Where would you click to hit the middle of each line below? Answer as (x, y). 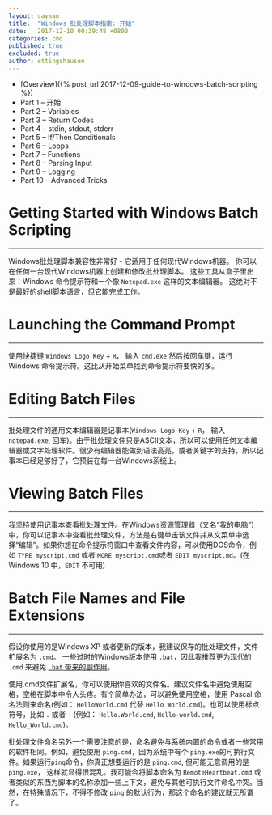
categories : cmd (36, 38)
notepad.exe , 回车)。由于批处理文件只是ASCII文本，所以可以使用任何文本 (130, 440)
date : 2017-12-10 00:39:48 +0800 (68, 31)
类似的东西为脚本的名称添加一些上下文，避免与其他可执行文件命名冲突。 (136, 782)
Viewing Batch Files (76, 493)
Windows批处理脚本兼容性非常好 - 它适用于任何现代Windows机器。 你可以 (133, 261)
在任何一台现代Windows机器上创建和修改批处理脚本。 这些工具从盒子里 (127, 271)
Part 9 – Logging (47, 172)
